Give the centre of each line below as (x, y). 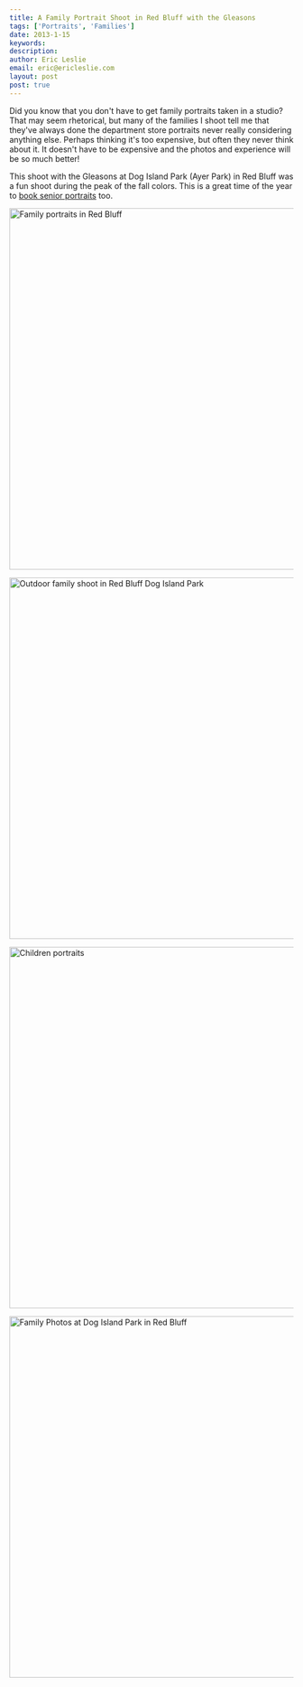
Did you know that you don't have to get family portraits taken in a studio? (147, 110)
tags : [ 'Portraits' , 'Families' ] (72, 26)
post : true (30, 85)
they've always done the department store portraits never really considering (151, 130)
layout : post (34, 77)
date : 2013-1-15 (40, 34)
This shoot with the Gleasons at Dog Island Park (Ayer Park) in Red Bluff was (151, 176)
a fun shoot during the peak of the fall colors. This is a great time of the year (151, 185)
